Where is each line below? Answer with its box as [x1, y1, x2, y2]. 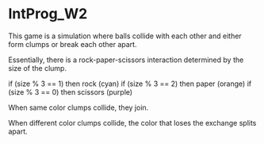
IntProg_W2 [8, 5, 88, 23]
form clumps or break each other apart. [8, 39, 137, 49]
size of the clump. [8, 63, 67, 72]
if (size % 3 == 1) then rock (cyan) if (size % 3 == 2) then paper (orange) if [8, 79, 252, 88]
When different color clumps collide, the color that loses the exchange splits [8, 118, 257, 127]
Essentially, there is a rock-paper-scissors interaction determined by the [8, 55, 244, 64]
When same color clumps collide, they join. [8, 103, 149, 112]
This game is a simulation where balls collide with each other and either [8, 31, 242, 41]
